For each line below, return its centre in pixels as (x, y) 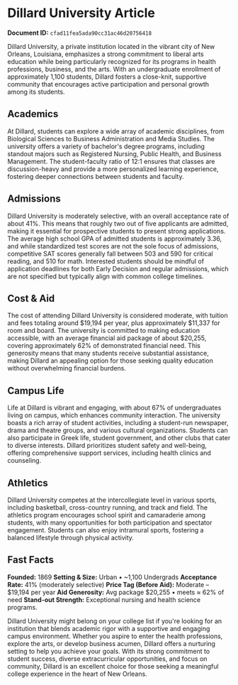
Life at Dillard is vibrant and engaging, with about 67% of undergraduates (114, 408)
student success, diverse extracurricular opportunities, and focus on (107, 659)
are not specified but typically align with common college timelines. (106, 276)
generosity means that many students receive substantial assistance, (108, 354)
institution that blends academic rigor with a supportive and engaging (109, 628)
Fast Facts (31, 560)
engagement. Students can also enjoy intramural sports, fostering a (106, 530)
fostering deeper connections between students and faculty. (96, 176)
